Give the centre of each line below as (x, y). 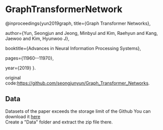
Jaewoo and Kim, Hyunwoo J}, (37, 38)
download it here (23, 116)
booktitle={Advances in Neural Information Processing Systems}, (73, 48)
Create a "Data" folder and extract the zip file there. (59, 122)
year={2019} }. (21, 68)
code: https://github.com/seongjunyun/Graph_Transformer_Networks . (78, 83)
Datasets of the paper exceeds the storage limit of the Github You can (78, 111)
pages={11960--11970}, (30, 58)
